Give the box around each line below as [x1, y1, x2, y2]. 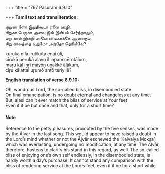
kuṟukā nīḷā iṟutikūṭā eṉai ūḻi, [5, 51, 64, 57]
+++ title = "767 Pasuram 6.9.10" [5, 5, 73, 10]
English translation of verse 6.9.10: [5, 77, 79, 83]
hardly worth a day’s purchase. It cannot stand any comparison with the [5, 157, 154, 163]
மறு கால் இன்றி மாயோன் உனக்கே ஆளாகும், [5, 35, 92, 41]
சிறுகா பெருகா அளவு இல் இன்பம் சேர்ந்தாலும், [5, 30, 95, 35]
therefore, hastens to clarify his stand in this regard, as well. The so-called [5, 147, 159, 153]
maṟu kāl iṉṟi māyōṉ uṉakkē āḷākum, [5, 62, 79, 68]
